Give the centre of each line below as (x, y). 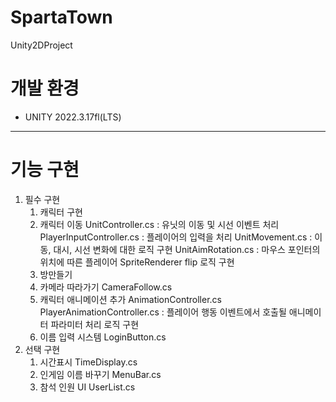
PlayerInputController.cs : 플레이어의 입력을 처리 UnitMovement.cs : (176, 237)
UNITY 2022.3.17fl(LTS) (73, 117)
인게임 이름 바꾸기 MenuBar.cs (100, 374)
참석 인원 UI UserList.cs (87, 387)
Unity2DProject (41, 45)
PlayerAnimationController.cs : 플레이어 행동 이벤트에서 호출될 (163, 312)
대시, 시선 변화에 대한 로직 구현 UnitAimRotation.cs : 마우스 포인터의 (187, 249)
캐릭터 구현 (61, 212)
